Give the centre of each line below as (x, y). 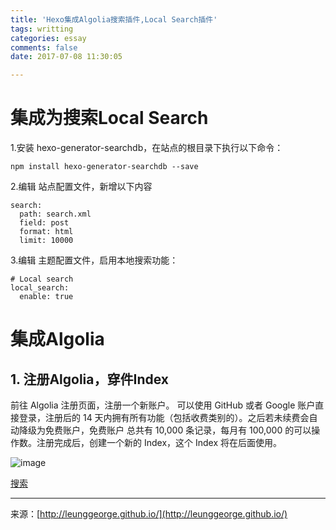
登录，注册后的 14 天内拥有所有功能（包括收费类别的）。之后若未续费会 (164, 418)
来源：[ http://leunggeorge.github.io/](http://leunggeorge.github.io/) (149, 514)
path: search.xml (55, 214)
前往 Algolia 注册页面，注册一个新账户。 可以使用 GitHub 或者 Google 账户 (163, 405)
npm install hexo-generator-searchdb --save (104, 167)
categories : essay (48, 38)
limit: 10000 (46, 241)
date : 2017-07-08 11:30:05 (66, 57)
